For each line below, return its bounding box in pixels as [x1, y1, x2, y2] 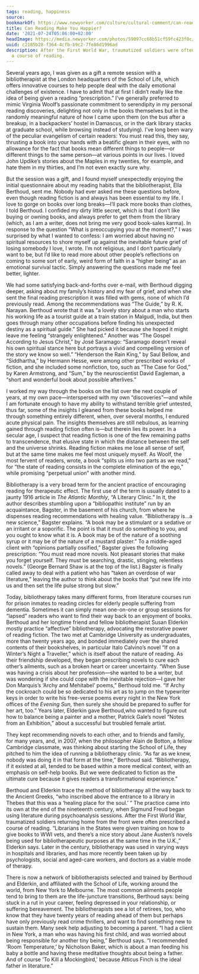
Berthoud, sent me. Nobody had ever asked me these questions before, [6, 188, 181, 195]
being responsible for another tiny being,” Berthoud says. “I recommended [6, 937, 188, 944]
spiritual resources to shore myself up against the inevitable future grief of [6, 238, 188, 245]
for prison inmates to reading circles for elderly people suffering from [6, 599, 175, 607]
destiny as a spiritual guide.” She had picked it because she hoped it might [6, 325, 188, 332]
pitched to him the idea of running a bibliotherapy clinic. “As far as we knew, [6, 750, 191, 757]
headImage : [6, 36, 33, 42]
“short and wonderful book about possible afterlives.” [6, 376, 137, 383]
